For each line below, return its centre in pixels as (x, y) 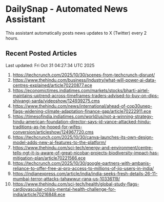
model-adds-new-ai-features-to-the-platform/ (59, 142)
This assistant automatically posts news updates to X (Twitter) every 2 (76, 33)
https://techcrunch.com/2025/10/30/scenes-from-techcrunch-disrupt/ (84, 75)
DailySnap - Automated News (67, 9)
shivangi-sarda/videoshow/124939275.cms (56, 101)
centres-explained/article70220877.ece (52, 85)
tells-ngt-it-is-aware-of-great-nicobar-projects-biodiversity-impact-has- (86, 153)
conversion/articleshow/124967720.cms (53, 132)
